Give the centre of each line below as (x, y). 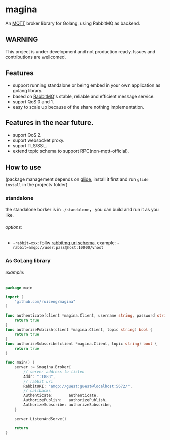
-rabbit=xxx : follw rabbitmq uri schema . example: (64, 243)
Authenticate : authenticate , (61, 396)
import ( (14, 297)
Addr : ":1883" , (39, 376)
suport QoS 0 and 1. (33, 101)
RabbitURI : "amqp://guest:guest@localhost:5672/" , (78, 386)
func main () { (20, 363)
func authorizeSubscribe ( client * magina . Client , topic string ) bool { (81, 344)
